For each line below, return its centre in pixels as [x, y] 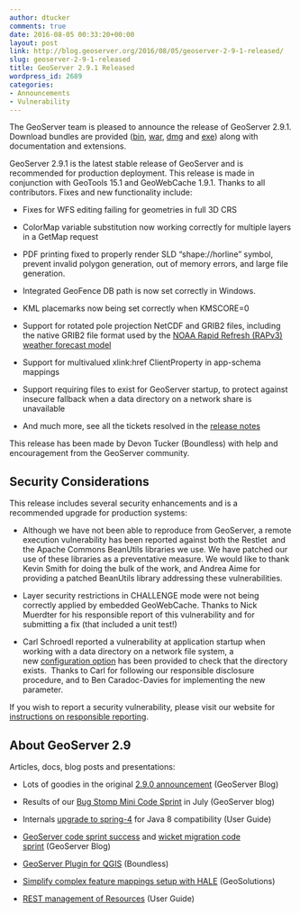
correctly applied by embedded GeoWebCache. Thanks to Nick [140, 606]
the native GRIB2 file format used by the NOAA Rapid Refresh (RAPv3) [152, 335]
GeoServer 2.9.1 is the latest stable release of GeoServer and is [127, 164]
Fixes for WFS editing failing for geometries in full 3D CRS [129, 210]
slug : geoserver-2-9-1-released [70, 59]
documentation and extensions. [68, 146]
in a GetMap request [60, 237]
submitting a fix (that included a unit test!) [100, 625]
